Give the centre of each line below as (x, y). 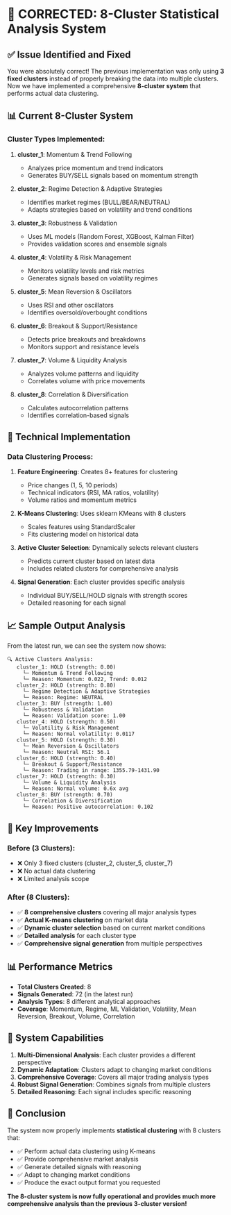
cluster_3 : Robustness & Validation (67, 223)
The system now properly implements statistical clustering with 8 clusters (114, 1130)
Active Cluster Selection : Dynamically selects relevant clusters (108, 548)
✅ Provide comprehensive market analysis (78, 1159)
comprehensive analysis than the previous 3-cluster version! (97, 1203)
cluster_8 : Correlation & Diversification (73, 394)
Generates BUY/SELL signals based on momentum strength (113, 175)
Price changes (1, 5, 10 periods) (72, 485)
